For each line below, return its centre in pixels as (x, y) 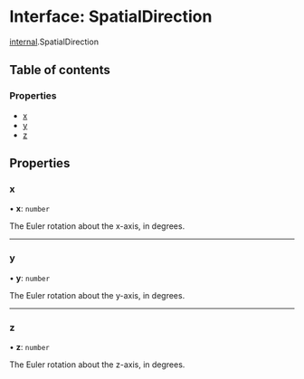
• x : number (29, 209)
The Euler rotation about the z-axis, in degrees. (97, 365)
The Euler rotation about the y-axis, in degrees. (97, 295)
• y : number (30, 278)
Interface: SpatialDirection (111, 17)
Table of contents (60, 70)
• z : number (29, 346)
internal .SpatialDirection (54, 42)
